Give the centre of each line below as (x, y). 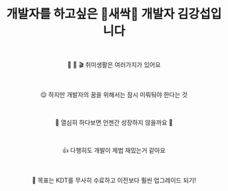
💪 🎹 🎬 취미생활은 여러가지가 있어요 (114, 64)
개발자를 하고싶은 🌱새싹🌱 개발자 (91, 14)
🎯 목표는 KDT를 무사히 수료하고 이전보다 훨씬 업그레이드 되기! (114, 180)
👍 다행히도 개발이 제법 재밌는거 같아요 (114, 150)
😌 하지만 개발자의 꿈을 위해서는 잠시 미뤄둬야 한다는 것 (114, 94)
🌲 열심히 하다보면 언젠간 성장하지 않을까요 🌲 (114, 122)
